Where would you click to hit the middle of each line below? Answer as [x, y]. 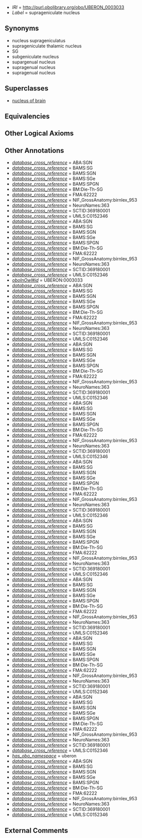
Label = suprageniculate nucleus [46, 13]
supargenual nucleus [34, 62]
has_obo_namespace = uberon [44, 756]
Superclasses [27, 88]
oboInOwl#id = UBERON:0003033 [47, 280]
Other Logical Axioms [39, 134]
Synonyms [22, 28]
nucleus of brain [29, 101]
